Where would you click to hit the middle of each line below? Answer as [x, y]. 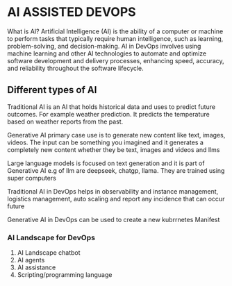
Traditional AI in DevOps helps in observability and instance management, [113, 191]
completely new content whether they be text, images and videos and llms [114, 149]
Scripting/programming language [65, 275]
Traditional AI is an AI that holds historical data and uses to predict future [111, 107]
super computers [32, 178]
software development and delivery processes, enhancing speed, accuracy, [116, 60]
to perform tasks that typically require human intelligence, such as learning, [115, 38]
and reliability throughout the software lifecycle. [75, 68]
